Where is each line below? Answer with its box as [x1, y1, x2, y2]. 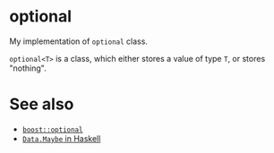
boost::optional [21, 125, 83, 134]
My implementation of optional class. [9, 36, 148, 47]
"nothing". [9, 63, 47, 73]
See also [9, 94, 74, 115]
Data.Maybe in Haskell [21, 132, 101, 144]
